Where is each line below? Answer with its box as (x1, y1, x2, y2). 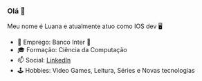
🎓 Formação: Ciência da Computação (17, 46, 127, 54)
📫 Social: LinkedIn (17, 56, 71, 65)
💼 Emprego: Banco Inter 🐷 (17, 38, 91, 47)
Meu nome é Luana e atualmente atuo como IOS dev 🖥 (7, 22, 163, 30)
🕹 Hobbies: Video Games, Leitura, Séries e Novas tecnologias (17, 67, 195, 75)
